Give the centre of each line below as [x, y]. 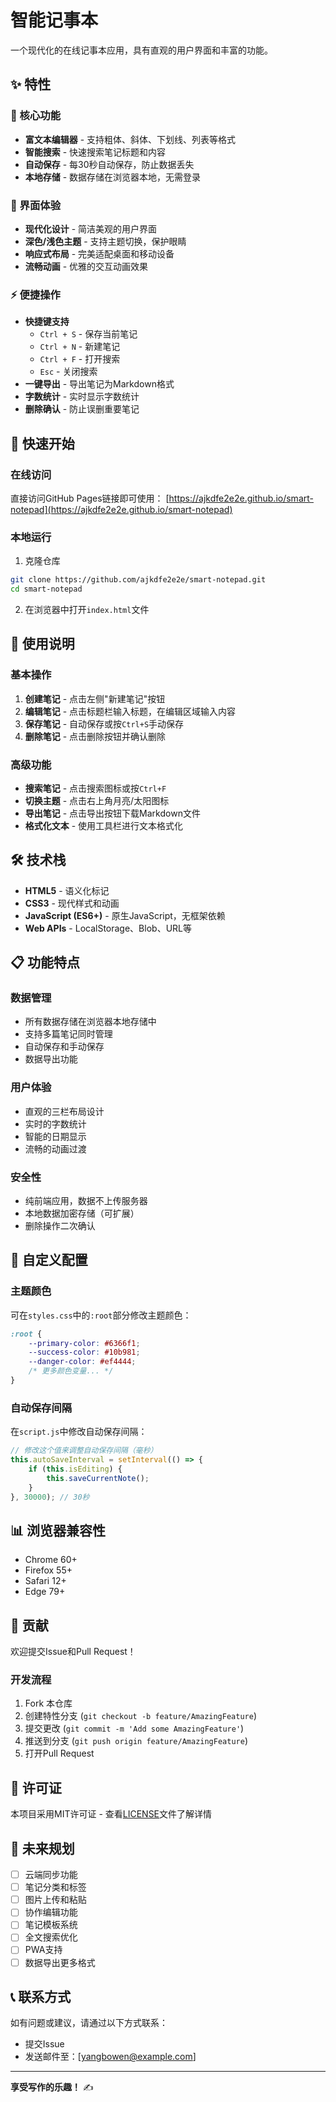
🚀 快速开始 [42, 443]
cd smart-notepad [46, 589]
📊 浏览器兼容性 [58, 1530]
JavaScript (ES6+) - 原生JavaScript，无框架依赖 [125, 915]
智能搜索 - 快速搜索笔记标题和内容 [95, 152]
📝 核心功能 [36, 116]
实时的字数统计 [55, 1123]
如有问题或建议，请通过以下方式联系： [89, 2023]
